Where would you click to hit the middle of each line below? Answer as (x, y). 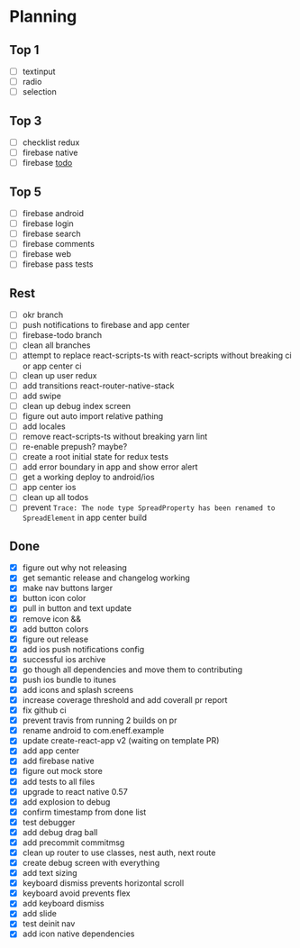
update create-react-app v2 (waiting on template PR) (121, 741)
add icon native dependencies (78, 934)
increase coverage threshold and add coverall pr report (125, 700)
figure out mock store (63, 771)
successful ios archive (64, 659)
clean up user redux (59, 375)
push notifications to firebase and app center (106, 325)
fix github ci (44, 710)
